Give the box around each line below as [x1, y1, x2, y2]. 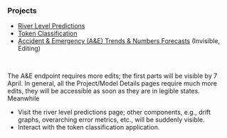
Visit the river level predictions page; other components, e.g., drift [17, 108, 211, 117]
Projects [7, 6, 37, 16]
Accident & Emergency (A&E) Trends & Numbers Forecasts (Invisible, [17, 37, 221, 45]
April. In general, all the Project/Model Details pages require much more [7, 79, 217, 88]
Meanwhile [7, 94, 40, 103]
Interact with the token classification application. [17, 123, 160, 132]
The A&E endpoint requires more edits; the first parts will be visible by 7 [7, 71, 218, 80]
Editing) [17, 45, 41, 53]
